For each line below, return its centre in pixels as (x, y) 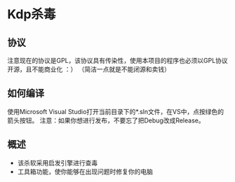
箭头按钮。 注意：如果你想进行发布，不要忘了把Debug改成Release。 (106, 120)
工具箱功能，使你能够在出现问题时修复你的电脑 (85, 171)
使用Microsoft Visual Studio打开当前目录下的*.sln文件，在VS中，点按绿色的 (116, 111)
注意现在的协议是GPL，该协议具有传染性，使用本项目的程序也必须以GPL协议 (117, 61)
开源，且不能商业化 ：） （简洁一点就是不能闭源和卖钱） (89, 69)
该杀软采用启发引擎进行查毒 (58, 162)
